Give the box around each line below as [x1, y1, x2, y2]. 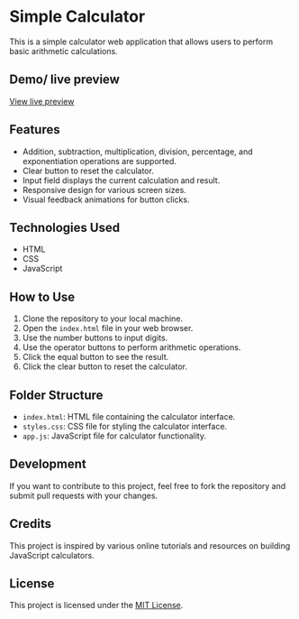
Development [9, 457, 87, 472]
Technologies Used [9, 219, 120, 236]
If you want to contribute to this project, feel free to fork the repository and [9, 480, 286, 491]
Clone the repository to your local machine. [22, 313, 183, 324]
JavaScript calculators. [9, 550, 95, 560]
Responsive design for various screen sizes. [22, 184, 186, 195]
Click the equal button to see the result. [22, 352, 169, 363]
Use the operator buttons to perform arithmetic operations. [22, 342, 241, 353]
